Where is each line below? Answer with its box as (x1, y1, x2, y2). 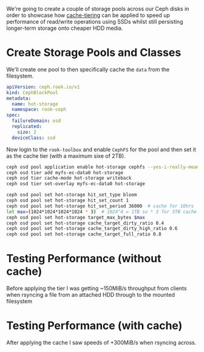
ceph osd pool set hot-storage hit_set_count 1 (6, 197, 129, 204)
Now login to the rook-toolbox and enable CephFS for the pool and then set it (6, 146, 196, 153)
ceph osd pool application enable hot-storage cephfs (6, 164, 146, 170)
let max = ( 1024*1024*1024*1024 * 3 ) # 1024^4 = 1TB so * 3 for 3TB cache (6, 209, 197, 215)
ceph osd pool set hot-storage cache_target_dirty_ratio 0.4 (6, 220, 165, 226)
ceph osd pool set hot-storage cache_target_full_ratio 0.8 (6, 231, 162, 237)
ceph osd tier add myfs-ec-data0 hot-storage (6, 169, 123, 175)
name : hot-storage (12, 101, 59, 107)
